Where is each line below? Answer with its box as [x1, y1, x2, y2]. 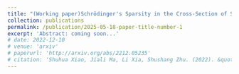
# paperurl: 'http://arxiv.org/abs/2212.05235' [7, 50, 152, 57]
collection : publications [7, 17, 84, 24]
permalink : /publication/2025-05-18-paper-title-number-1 [7, 23, 183, 30]
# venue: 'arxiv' [7, 43, 59, 50]
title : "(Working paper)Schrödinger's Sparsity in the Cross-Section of [7, 10, 228, 18]
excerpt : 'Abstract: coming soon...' [7, 30, 119, 37]
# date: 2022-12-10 [7, 37, 65, 44]
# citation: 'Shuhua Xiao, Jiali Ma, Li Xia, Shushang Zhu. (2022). [7, 56, 215, 63]
